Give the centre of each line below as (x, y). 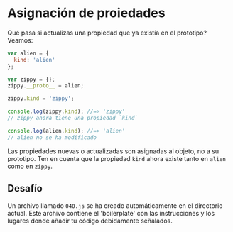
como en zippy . (30, 166)
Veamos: (20, 40)
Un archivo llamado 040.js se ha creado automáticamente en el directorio (115, 205)
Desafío (25, 188)
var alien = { (28, 53)
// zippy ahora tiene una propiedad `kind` (73, 118)
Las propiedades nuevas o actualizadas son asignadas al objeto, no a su (113, 151)
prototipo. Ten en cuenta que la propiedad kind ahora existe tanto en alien (116, 158)
